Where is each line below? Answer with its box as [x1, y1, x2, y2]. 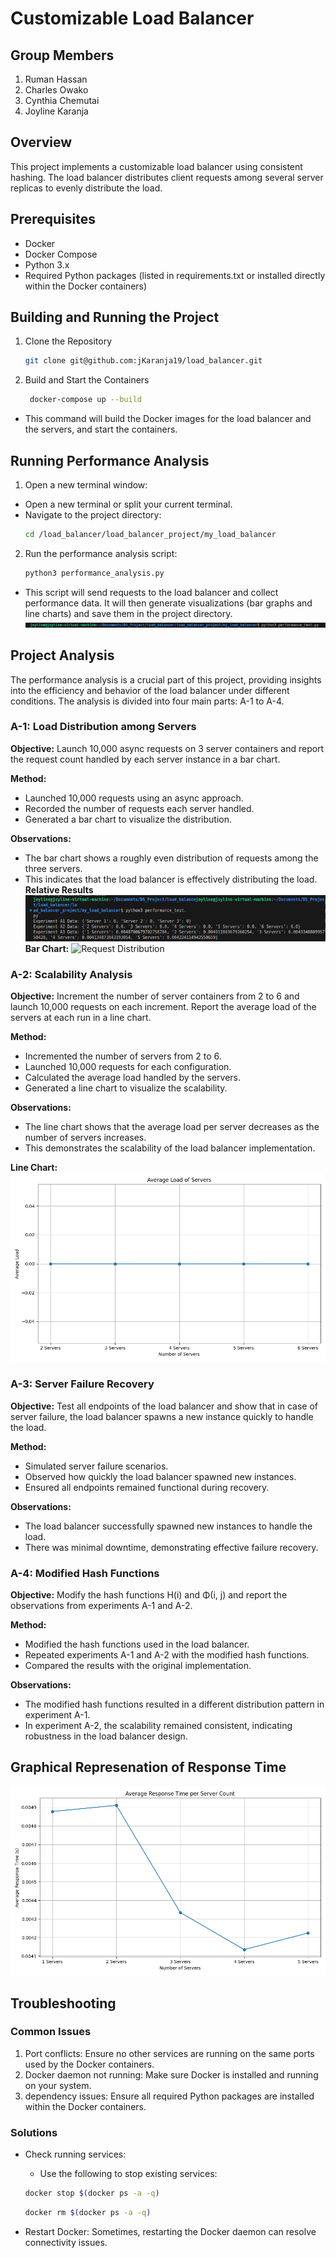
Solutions [10, 2125, 58, 2139]
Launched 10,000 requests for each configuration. [24, 1060, 232, 1072]
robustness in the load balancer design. [24, 1730, 188, 1742]
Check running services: [24, 2148, 127, 2161]
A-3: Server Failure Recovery [10, 1377, 155, 1391]
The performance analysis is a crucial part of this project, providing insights [10, 673, 322, 686]
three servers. [24, 862, 83, 874]
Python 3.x [24, 258, 70, 271]
